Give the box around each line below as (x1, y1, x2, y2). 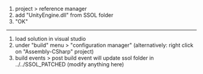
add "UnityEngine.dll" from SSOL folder (14, 11, 114, 19)
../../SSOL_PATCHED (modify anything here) (14, 61, 124, 68)
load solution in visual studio (14, 35, 86, 42)
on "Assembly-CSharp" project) (14, 48, 94, 55)
